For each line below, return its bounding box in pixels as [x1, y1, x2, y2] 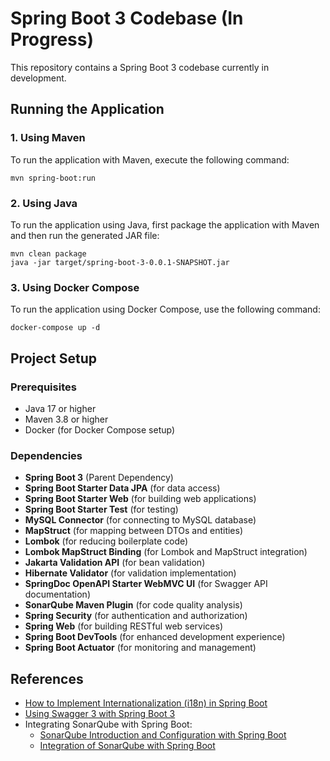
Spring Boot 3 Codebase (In [10, 7, 244, 30]
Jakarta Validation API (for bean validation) [24, 557, 206, 569]
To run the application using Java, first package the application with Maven [10, 218, 320, 231]
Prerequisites [10, 380, 77, 394]
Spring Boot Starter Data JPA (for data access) [24, 482, 221, 494]
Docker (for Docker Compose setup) [24, 423, 176, 436]
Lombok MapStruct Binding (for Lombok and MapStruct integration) [24, 546, 308, 558]
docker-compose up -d [10, 323, 101, 333]
